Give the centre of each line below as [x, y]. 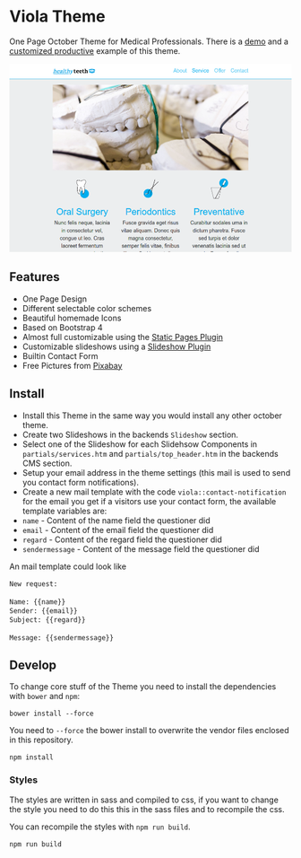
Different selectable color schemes [87, 308]
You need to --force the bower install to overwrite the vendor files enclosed [149, 731]
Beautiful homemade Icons [72, 318]
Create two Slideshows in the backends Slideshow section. [130, 434]
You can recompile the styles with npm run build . [100, 827]
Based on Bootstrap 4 [62, 327]
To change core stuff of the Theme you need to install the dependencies [143, 687]
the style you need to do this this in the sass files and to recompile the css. [147, 809]
